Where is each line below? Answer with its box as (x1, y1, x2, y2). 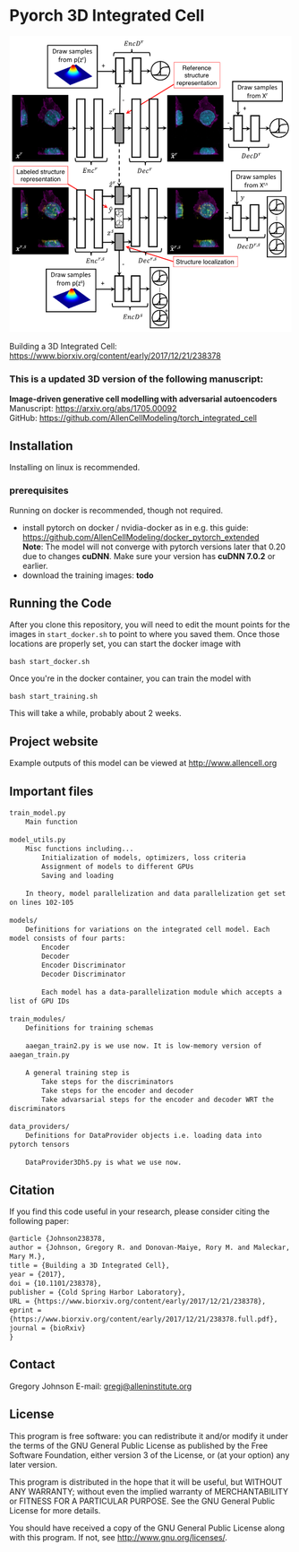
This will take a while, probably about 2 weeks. (9, 708, 182, 719)
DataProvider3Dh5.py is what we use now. (25, 1158, 182, 1168)
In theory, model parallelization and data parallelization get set (25, 889, 286, 899)
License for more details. (9, 1505, 101, 1515)
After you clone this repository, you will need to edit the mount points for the (9, 619, 291, 630)
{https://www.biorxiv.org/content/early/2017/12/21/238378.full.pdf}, (9, 1315, 278, 1324)
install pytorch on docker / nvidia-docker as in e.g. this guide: (21, 522, 249, 533)
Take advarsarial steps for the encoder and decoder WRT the (41, 1095, 275, 1105)
